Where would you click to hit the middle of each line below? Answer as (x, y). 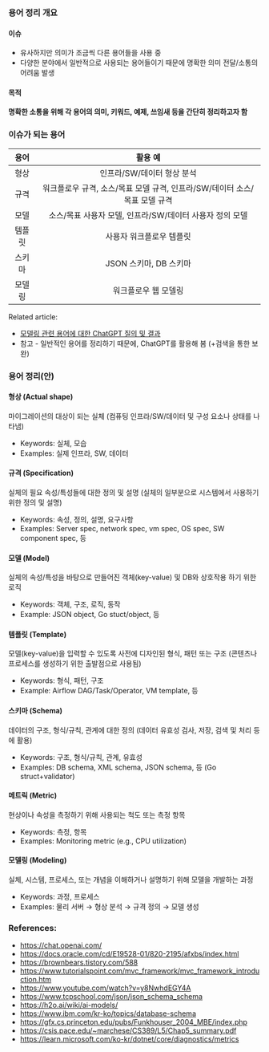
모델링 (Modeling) (38, 860)
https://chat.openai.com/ (61, 945)
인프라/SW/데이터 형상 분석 (149, 173)
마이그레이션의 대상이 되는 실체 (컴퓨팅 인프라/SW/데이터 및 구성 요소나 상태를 (130, 416)
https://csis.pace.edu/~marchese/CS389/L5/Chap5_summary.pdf (128, 1031)
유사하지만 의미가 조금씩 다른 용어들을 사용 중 (90, 53)
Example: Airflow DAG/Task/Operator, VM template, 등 (109, 691)
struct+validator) (47, 776)
